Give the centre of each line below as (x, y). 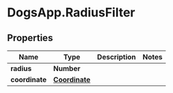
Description (117, 57)
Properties (30, 38)
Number (67, 68)
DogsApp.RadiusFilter (71, 13)
